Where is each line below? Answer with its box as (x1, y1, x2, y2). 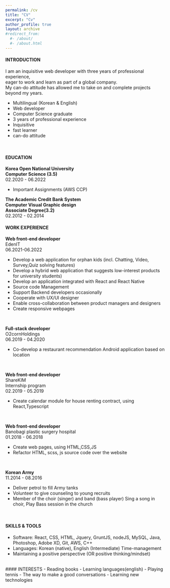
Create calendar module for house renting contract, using (12, 398, 135, 404)
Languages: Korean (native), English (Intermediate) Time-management (12, 545, 162, 551)
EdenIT (5, 241, 20, 248)
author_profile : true (5, 22, 52, 27)
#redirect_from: (5, 31, 40, 36)
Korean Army (5, 470, 34, 476)
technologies (5, 577, 33, 583)
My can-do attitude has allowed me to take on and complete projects (5, 84, 151, 90)
